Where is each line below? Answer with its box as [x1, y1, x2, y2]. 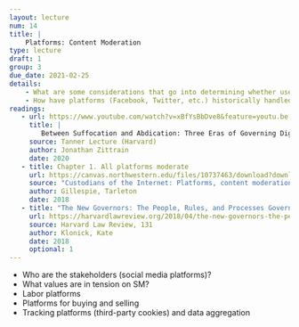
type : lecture [9, 46, 62, 55]
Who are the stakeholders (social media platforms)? [21, 269, 212, 281]
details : [9, 79, 42, 88]
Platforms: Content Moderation [25, 37, 141, 47]
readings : [9, 104, 46, 113]
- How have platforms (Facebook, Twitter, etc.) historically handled [25, 95, 293, 105]
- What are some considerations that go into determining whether [25, 87, 277, 96]
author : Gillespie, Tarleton [28, 187, 138, 196]
